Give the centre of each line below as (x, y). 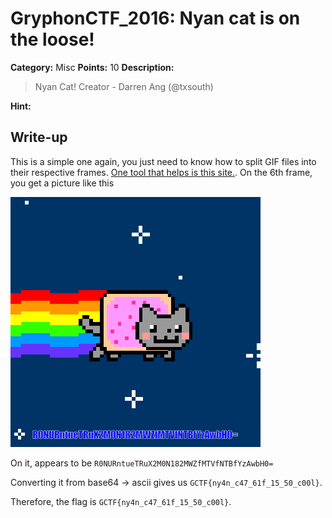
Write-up (39, 137)
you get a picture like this (62, 183)
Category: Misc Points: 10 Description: (92, 67)
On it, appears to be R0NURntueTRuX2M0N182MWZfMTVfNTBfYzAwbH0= (142, 463)
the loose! (52, 39)
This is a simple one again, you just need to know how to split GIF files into (163, 161)
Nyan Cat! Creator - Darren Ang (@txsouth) (124, 86)
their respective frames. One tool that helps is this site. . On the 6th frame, (161, 172)
